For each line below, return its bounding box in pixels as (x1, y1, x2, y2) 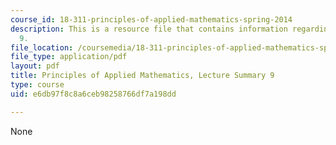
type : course (10, 80, 65, 90)
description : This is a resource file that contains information (10, 24, 288, 34)
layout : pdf (10, 61, 60, 71)
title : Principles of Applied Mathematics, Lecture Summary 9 (10, 71, 275, 81)
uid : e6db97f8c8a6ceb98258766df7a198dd (10, 89, 177, 99)
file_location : (10, 42, 74, 53)
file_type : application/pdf (10, 52, 128, 62)
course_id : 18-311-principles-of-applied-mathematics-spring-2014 (10, 14, 293, 25)
